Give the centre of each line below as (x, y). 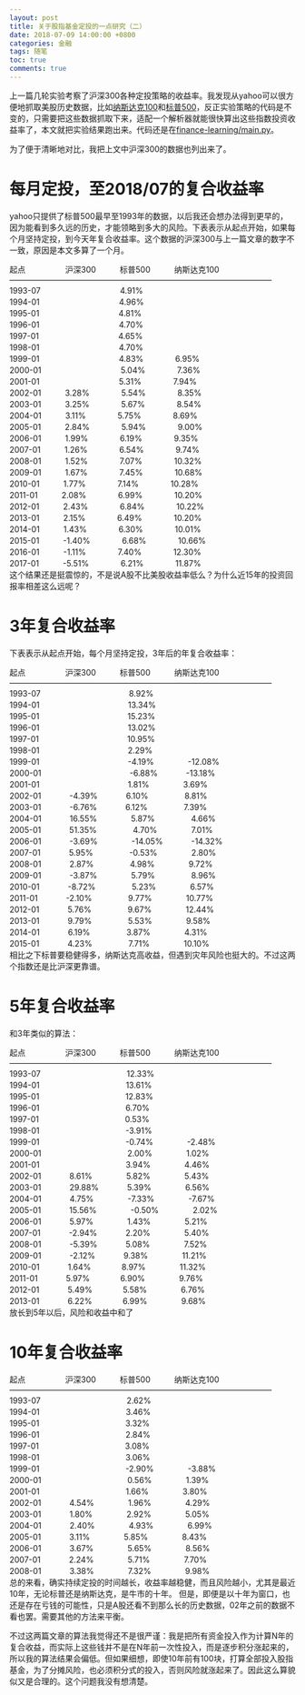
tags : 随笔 (29, 52)
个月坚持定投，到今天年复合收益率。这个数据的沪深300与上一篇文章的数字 (148, 238)
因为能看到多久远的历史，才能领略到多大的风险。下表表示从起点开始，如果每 (152, 227)
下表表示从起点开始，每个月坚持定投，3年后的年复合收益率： (123, 653)
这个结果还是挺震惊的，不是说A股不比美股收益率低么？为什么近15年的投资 (148, 575)
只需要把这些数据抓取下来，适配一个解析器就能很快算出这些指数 (152, 118)
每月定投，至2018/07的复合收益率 (137, 190)
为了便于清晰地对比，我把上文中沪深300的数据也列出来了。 (120, 149)
